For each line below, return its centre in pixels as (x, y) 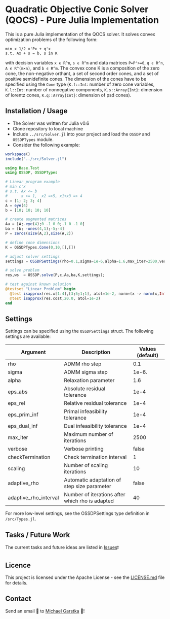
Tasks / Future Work (38, 535)
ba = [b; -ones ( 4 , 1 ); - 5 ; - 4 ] (35, 229)
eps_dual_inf (23, 426)
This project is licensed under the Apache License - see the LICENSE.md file (85, 577)
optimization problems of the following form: (51, 40)
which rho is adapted (89, 501)
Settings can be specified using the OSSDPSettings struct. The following (79, 331)
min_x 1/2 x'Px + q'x (28, 49)
